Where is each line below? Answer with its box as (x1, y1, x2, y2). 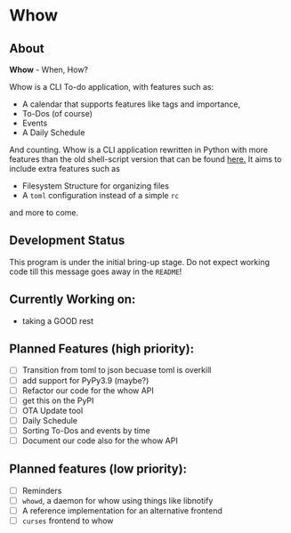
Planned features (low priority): (9, 462, 188, 477)
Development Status (9, 233, 125, 248)
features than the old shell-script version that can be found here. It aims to (9, 154, 282, 165)
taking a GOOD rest (21, 315, 94, 326)
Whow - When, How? (9, 64, 89, 75)
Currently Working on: (9, 292, 136, 307)
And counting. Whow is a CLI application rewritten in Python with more (9, 144, 269, 155)
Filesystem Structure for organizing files (21, 181, 169, 191)
